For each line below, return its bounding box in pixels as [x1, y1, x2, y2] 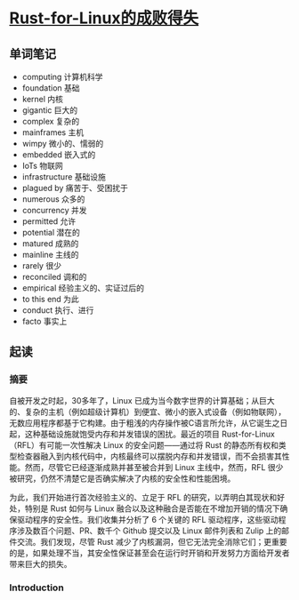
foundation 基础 [21, 83, 80, 93]
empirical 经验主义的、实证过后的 [21, 283, 145, 293]
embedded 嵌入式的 [21, 149, 96, 160]
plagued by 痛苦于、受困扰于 [21, 183, 129, 193]
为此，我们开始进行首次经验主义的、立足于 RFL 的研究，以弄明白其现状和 [9, 492, 278, 502]
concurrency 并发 [21, 205, 87, 215]
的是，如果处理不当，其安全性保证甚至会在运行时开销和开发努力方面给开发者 [9, 548, 290, 558]
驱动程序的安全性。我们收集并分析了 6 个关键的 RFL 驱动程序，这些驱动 [16, 514, 279, 524]
